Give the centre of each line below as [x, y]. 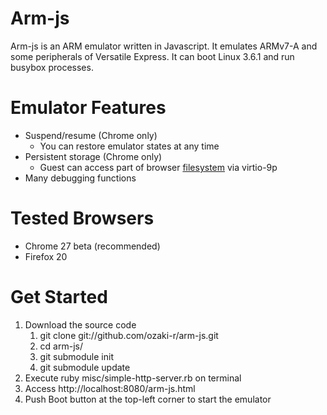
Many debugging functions [80, 178]
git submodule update [85, 367]
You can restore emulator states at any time [129, 146]
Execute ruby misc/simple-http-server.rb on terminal [133, 378]
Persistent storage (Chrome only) [93, 156]
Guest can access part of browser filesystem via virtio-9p [158, 167]
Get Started [59, 297]
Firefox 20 [46, 256]
